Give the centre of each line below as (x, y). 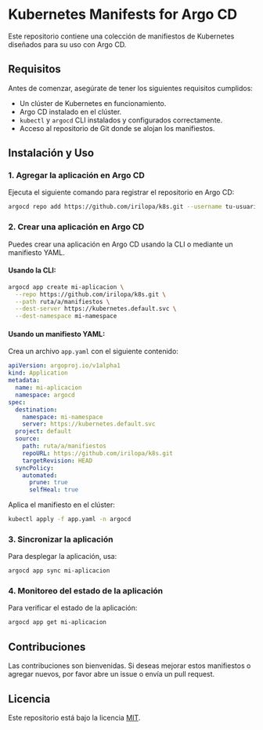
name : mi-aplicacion (49, 388)
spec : (17, 402)
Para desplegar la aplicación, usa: (63, 557)
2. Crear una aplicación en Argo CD (76, 227)
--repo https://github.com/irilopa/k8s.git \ (91, 294)
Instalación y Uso (51, 153)
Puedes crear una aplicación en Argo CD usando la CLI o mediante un (121, 244)
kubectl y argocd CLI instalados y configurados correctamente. (121, 120)
